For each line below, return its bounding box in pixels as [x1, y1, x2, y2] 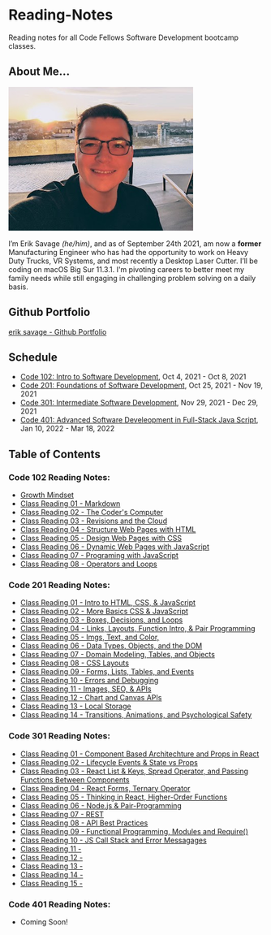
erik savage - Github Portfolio [8, 327, 107, 336]
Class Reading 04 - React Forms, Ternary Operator [19, 783, 191, 793]
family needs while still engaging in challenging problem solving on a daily [8, 273, 256, 283]
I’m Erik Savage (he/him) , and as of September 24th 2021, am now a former [8, 238, 262, 249]
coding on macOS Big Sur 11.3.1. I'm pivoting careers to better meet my [8, 264, 245, 274]
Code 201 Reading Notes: [8, 579, 111, 591]
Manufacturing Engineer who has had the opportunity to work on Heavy [8, 247, 249, 257]
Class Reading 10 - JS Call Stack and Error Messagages [19, 835, 207, 845]
